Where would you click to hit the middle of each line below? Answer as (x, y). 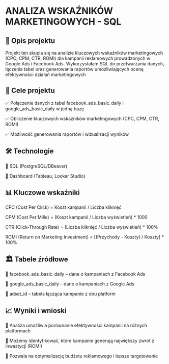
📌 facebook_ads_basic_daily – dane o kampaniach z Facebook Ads (75, 274)
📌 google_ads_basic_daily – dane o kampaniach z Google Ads (70, 284)
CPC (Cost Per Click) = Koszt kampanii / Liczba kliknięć (63, 207)
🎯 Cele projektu (30, 91)
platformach (18, 331)
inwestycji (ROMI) (24, 346)
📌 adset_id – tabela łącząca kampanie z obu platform (61, 294)
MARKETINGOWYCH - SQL (63, 22)
